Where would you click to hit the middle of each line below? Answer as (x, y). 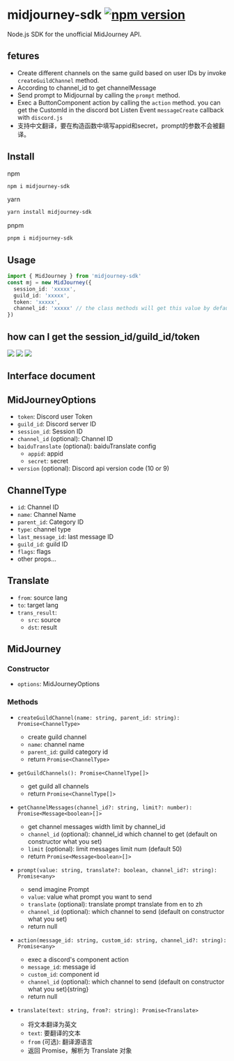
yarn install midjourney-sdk (49, 212)
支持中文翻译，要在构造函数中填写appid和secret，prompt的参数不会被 (118, 125)
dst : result (42, 627)
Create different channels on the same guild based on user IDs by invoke (122, 72)
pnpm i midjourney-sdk (40, 238)
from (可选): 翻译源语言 (60, 1041)
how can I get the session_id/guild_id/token (104, 337)
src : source (44, 619)
